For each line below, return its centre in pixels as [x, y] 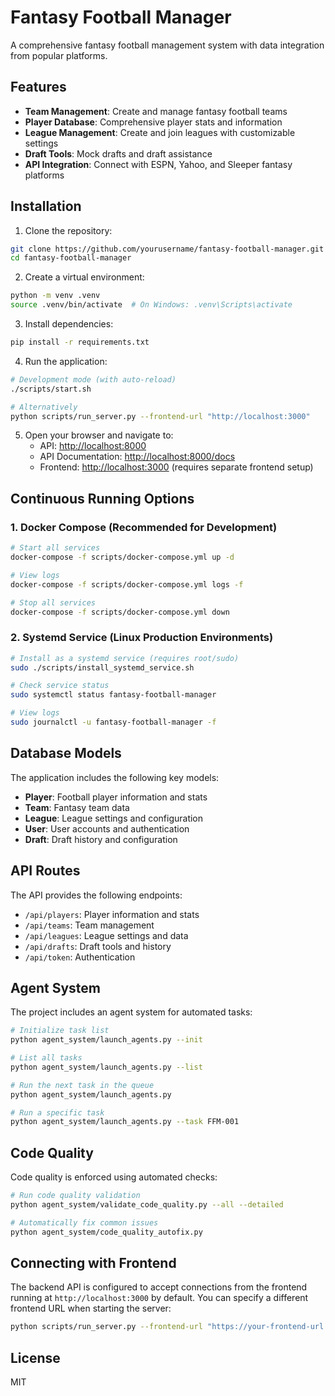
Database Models [66, 753]
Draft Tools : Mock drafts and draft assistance [118, 153]
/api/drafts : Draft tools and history [98, 946]
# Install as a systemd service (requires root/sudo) [125, 658]
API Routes [45, 871]
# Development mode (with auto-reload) [93, 379]
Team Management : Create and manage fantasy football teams [156, 111]
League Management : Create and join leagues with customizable [160, 132]
